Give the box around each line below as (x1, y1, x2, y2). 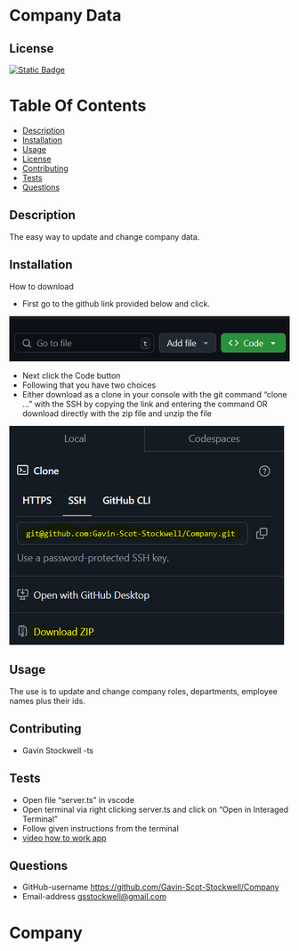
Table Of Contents (9, 95, 147, 116)
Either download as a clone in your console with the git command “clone (21, 389, 287, 400)
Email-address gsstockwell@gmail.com (21, 891, 167, 902)
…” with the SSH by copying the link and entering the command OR (21, 398, 269, 410)
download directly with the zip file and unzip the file (21, 408, 212, 419)
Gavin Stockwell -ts (21, 745, 94, 756)
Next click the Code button (21, 371, 121, 381)
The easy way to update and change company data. (9, 231, 200, 242)
